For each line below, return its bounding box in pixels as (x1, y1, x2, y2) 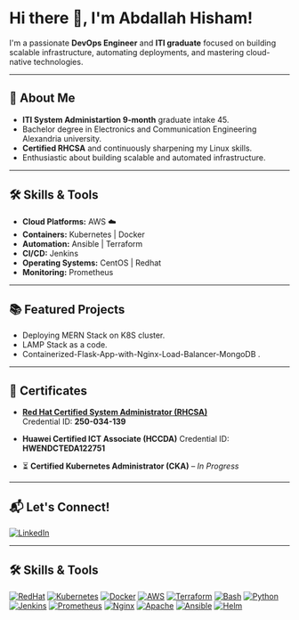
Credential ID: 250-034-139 (21, 416, 126, 427)
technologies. (33, 56, 84, 67)
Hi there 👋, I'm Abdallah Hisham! (9, 8, 254, 29)
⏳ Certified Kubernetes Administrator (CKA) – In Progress (21, 461, 239, 471)
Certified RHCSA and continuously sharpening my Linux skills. (21, 143, 253, 153)
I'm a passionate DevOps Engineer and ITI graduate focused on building (9, 37, 277, 48)
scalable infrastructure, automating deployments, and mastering (9, 46, 245, 57)
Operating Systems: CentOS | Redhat (21, 257, 162, 268)
